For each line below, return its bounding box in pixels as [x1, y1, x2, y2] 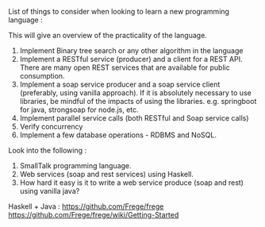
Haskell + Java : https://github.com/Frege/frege [8, 202, 164, 211]
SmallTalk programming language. [19, 161, 132, 170]
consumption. [19, 71, 65, 80]
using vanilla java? [19, 187, 80, 195]
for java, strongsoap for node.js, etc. [19, 105, 139, 114]
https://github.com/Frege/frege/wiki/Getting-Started [8, 210, 179, 219]
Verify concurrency [19, 122, 83, 131]
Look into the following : [8, 146, 87, 155]
